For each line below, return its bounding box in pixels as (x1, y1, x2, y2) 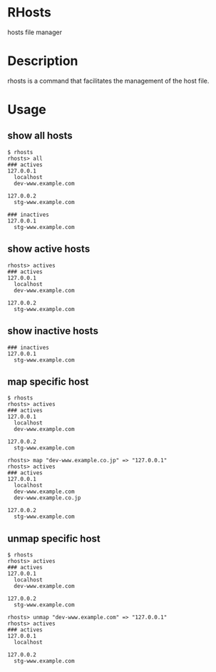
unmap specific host (7, 532, 101, 544)
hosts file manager (7, 28, 63, 36)
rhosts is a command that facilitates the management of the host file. (7, 76, 210, 85)
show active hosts (7, 243, 91, 255)
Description (7, 53, 78, 69)
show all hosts (7, 130, 73, 142)
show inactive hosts (7, 325, 98, 337)
